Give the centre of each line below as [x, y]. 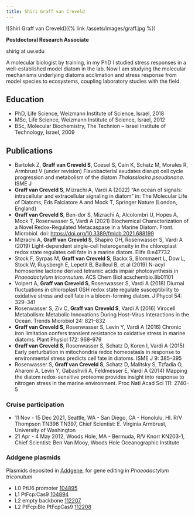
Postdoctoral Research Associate [47, 39]
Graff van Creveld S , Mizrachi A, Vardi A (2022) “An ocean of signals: [98, 190]
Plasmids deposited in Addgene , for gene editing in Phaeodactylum [88, 470]
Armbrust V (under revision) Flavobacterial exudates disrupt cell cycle [99, 171]
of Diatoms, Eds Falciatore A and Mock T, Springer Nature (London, [96, 203]
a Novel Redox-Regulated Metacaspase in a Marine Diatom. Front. [94, 227]
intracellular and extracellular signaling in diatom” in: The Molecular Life [101, 196]
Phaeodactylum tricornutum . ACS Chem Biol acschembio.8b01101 [94, 277]
